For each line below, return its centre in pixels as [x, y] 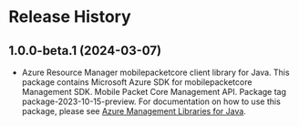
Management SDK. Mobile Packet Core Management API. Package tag [154, 92]
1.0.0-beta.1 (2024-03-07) [85, 51]
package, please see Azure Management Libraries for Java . [134, 111]
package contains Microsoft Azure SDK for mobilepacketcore [137, 82]
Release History [70, 17]
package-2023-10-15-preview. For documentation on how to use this [151, 101]
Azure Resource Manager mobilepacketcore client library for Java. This [155, 72]
